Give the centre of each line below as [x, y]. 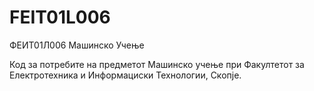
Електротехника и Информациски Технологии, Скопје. [125, 75]
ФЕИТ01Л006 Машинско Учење [77, 45]
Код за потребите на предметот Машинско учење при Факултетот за [157, 64]
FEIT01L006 [60, 17]
